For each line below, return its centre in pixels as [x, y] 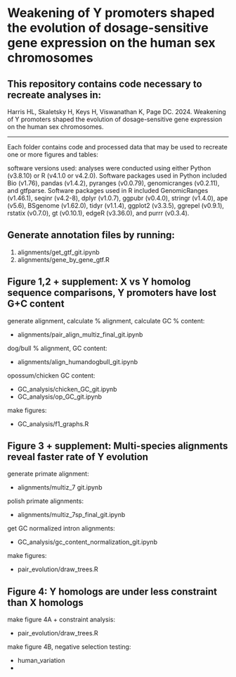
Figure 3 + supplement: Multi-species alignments [118, 446]
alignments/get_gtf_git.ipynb [58, 252]
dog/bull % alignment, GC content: [57, 348]
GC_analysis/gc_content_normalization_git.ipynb [87, 542]
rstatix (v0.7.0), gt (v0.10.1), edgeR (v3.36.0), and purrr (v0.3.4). [98, 213]
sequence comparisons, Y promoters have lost [112, 293]
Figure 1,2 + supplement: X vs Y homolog [99, 282]
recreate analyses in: [54, 95]
